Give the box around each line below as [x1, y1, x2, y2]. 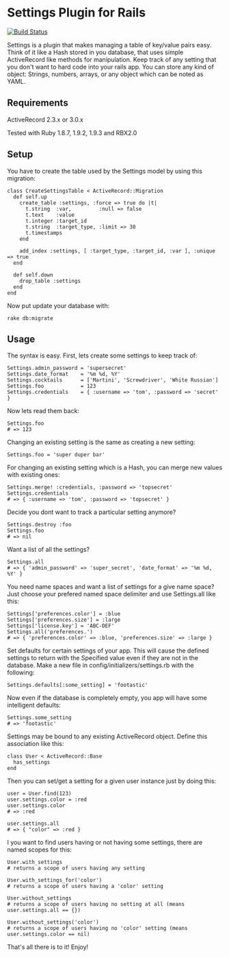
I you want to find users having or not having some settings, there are [7, 839, 203, 847]
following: [7, 668, 35, 677]
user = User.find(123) [7, 791, 72, 797]
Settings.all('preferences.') [7, 629, 94, 635]
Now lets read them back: [7, 407, 80, 415]
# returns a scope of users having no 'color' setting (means [7, 925, 188, 932]
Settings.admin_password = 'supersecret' [7, 365, 127, 372]
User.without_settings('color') [7, 919, 99, 926]
